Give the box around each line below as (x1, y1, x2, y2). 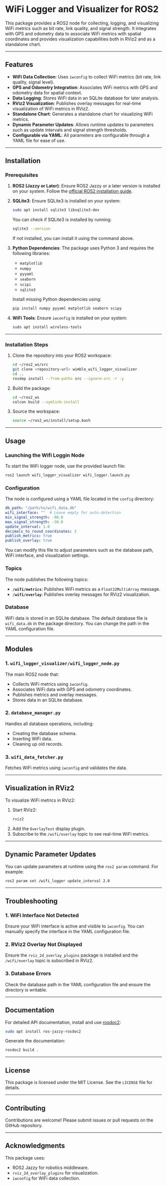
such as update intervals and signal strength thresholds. (12, 126, 128, 133)
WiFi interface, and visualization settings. (5, 552, 89, 558)
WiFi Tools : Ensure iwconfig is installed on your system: (12, 315, 128, 321)
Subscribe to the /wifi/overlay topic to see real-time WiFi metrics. (12, 831, 150, 837)
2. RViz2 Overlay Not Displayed (5, 941, 83, 948)
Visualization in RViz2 (5, 784, 75, 793)
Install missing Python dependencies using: (12, 296, 102, 302)
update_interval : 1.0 (5, 524, 50, 529)
